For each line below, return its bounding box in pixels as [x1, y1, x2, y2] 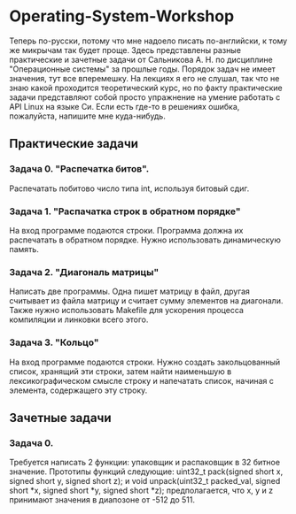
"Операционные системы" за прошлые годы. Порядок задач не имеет [9, 64, 277, 74]
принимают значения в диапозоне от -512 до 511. [9, 495, 196, 505]
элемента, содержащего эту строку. [9, 385, 148, 395]
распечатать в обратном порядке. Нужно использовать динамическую [9, 234, 281, 245]
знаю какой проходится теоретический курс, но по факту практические [9, 82, 284, 93]
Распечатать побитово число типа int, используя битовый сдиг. [9, 183, 250, 194]
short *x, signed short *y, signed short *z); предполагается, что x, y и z [9, 485, 274, 496]
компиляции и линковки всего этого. [9, 314, 149, 325]
